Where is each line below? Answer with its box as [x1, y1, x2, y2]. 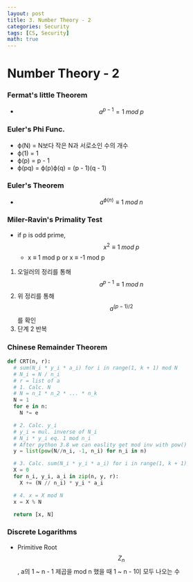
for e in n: [13, 403, 48, 410]
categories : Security [7, 23, 70, 30]
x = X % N [13, 498, 42, 505]
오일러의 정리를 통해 [17, 268, 71, 276]
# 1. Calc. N [13, 383, 51, 391]
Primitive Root [17, 543, 57, 551]
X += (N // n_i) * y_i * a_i [19, 479, 104, 486]
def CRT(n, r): [7, 358, 51, 365]
